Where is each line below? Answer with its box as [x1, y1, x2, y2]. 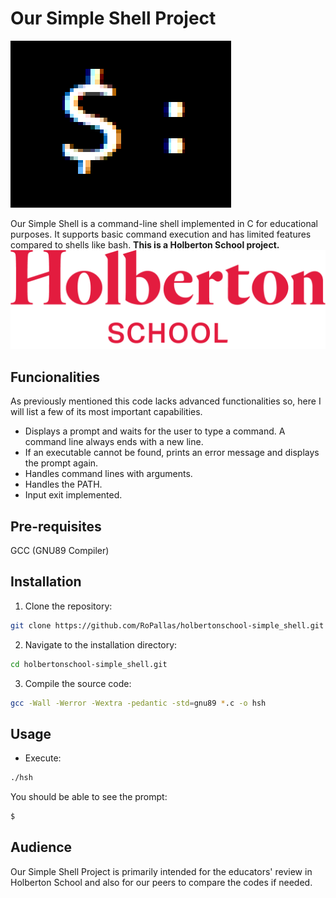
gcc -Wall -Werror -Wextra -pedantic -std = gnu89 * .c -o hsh [10, 698, 267, 708]
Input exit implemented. [24, 489, 123, 501]
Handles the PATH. [24, 478, 103, 491]
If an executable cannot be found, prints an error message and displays [24, 447, 320, 459]
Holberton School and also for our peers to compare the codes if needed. [10, 876, 313, 888]
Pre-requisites [10, 518, 102, 535]
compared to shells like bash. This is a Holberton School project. [10, 238, 280, 251]
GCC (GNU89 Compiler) [10, 545, 110, 557]
